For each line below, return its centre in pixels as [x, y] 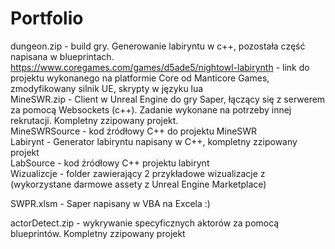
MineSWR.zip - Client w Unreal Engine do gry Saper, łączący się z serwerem [168, 99]
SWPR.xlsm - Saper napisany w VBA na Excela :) [110, 203]
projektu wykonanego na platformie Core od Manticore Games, [140, 78]
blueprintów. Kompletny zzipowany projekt [98, 233]
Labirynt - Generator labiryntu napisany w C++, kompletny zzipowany [154, 141]
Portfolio [47, 18]
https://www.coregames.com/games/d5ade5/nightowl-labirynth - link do [160, 67]
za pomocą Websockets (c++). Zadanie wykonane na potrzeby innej [151, 109]
